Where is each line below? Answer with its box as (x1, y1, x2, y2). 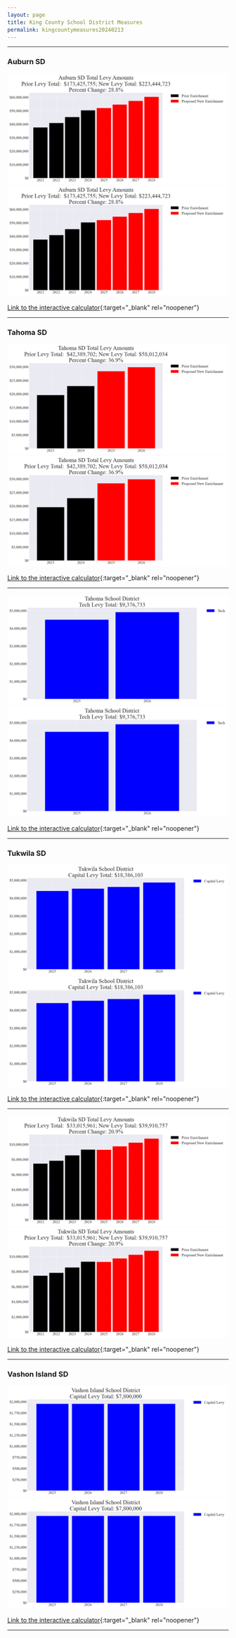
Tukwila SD (7, 848, 47, 858)
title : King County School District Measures (7, 18, 143, 26)
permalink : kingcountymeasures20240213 (7, 26, 124, 33)
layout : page (7, 11, 46, 18)
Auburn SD (7, 57, 46, 67)
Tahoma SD (7, 327, 48, 337)
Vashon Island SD (7, 1369, 69, 1379)
